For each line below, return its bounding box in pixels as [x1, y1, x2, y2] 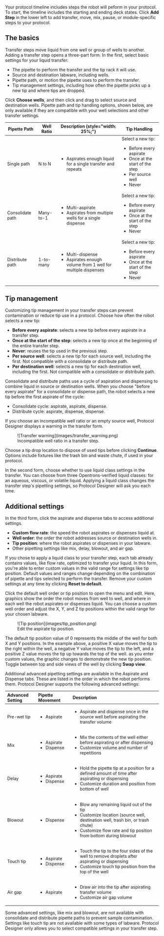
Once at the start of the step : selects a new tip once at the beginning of [12, 337, 157, 344]
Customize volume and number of [80, 745, 148, 751]
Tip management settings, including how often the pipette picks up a [12, 82, 150, 88]
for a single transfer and [66, 161, 115, 167]
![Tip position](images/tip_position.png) [17, 621, 97, 626]
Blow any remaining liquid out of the [80, 802, 152, 807]
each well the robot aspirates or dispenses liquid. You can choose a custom [5, 601, 157, 607]
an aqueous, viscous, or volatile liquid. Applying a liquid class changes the [5, 478, 155, 484]
